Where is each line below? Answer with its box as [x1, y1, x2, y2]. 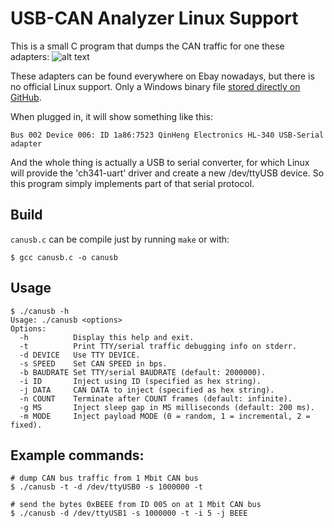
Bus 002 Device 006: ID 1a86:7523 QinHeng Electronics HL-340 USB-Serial [10, 130, 325, 140]
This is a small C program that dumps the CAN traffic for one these [10, 40, 285, 52]
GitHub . [10, 91, 42, 103]
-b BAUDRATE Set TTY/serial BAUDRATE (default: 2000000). [19, 367, 267, 377]
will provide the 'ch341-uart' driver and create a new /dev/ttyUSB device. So [10, 167, 325, 179]
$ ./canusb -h [10, 306, 70, 316]
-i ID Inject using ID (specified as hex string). [19, 376, 262, 386]
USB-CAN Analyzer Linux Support [10, 7, 299, 30]
